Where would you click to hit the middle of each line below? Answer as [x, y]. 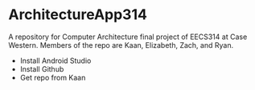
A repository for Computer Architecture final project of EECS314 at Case [128, 37]
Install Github [42, 68]
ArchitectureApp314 [78, 15]
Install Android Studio [56, 61]
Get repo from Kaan [53, 77]
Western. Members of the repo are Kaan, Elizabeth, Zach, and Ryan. [121, 45]
